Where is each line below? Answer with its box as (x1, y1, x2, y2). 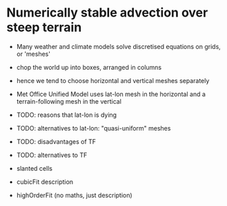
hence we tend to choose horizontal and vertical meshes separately (16, 76, 210, 84)
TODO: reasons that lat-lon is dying (16, 111, 117, 119)
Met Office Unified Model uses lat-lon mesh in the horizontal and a (16, 90, 206, 98)
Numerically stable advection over (6, 5, 208, 21)
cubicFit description (16, 178, 74, 186)
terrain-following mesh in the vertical (16, 97, 122, 105)
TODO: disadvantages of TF (16, 137, 97, 146)
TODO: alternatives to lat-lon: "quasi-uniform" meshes (16, 124, 171, 132)
